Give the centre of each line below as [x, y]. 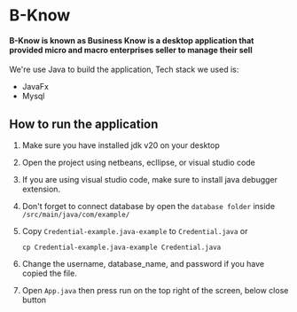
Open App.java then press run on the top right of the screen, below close [155, 291]
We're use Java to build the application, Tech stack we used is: [124, 70]
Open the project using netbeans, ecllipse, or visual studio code [138, 163]
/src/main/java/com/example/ [76, 215]
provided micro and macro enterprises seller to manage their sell [131, 50]
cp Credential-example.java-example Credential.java [121, 248]
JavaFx [35, 87]
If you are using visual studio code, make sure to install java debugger [149, 180]
